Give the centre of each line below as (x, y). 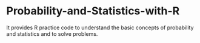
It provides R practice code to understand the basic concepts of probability (100, 27)
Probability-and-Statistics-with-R (93, 11)
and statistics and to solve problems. (52, 33)
